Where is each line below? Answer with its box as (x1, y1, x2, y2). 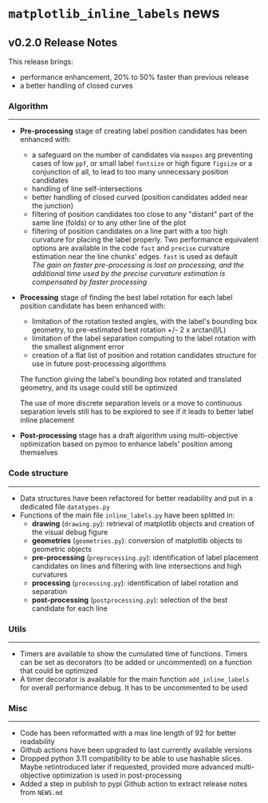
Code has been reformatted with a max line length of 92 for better (19, 728, 237, 738)
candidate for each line (31, 603, 108, 613)
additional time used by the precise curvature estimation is (31, 269, 226, 278)
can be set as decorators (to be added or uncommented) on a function (19, 657, 253, 667)
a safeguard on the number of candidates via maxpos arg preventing (31, 150, 254, 159)
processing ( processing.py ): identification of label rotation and (31, 578, 238, 588)
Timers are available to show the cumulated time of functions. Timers (19, 648, 248, 658)
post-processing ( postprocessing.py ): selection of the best (31, 595, 228, 604)
